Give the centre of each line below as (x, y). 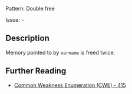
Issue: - (15, 20)
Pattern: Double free (30, 9)
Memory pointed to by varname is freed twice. (60, 52)
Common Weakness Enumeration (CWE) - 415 (70, 85)
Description (27, 38)
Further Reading (36, 71)
